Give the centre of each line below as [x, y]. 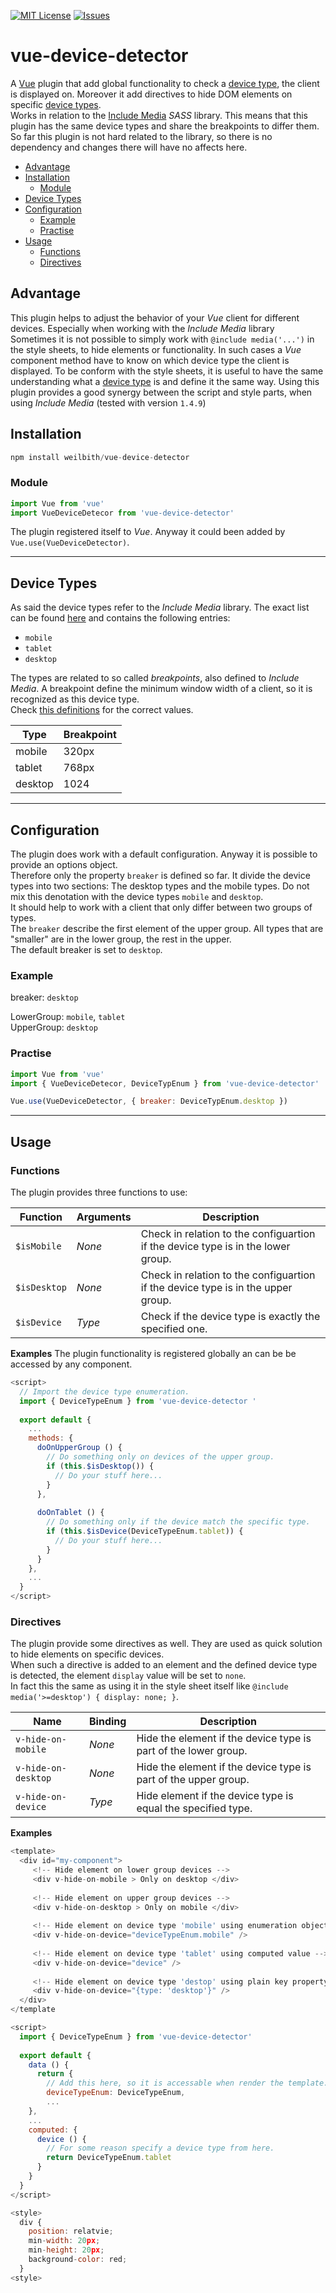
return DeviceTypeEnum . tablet [109, 2158]
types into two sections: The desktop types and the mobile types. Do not [160, 886]
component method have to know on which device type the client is [150, 360]
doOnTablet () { [70, 1513]
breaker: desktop [44, 997]
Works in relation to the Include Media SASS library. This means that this [159, 115]
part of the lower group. [192, 1751]
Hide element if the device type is [215, 1796]
